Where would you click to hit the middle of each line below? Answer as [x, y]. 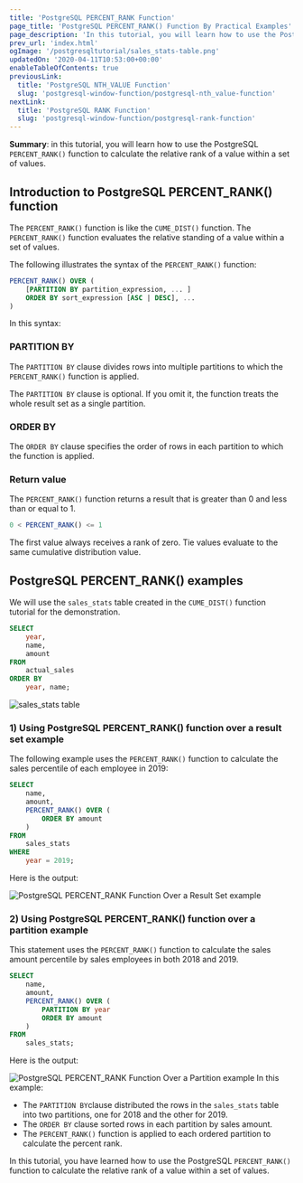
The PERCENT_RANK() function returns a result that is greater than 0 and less [148, 499]
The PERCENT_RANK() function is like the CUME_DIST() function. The [130, 228]
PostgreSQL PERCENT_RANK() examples [126, 581]
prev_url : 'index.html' [54, 43]
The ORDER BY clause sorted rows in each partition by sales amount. [147, 1124]
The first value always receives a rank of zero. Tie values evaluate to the [144, 542]
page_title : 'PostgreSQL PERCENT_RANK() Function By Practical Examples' [151, 26]
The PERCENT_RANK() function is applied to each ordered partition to [147, 1134]
